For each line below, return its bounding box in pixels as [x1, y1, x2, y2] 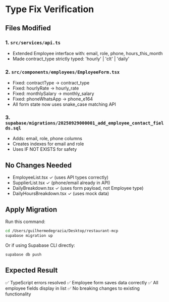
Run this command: [5, 219, 45, 225]
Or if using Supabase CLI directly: [5, 242, 76, 248]
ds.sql [5, 125, 22, 131]
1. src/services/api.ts [5, 39, 61, 46]
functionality [5, 291, 31, 297]
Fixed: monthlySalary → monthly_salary [12, 91, 94, 97]
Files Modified [5, 24, 51, 32]
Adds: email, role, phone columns [12, 136, 82, 142]
